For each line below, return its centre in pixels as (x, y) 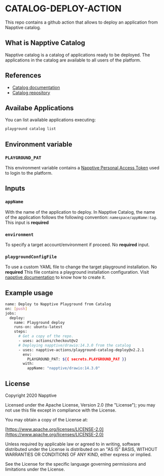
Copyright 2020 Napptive (31, 395)
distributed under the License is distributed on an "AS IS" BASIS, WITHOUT (81, 449)
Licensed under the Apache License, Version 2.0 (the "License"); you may (80, 405)
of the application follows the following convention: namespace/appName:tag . (81, 217)
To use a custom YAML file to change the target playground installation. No (81, 267)
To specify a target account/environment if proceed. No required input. (78, 245)
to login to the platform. (29, 173)
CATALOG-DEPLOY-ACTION (63, 9)
